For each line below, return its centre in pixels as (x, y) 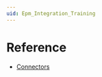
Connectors (33, 67)
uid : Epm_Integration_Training (51, 13)
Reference (36, 47)
